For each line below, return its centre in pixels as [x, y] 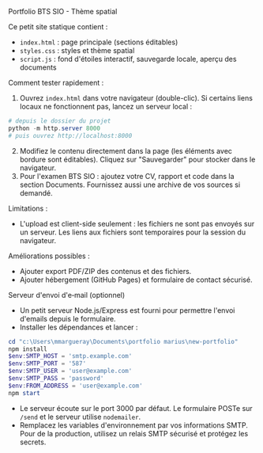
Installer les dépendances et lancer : [79, 327]
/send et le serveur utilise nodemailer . [80, 417]
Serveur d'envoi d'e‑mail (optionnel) [67, 295]
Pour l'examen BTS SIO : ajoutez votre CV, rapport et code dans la [127, 176]
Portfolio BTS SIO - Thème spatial [63, 11]
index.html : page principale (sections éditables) [99, 42]
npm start [24, 393]
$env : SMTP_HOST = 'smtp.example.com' [70, 356]
